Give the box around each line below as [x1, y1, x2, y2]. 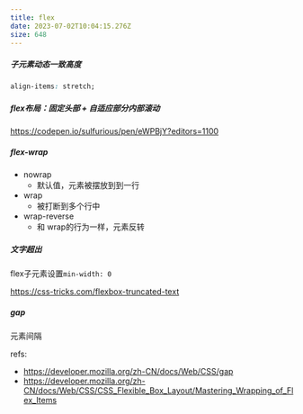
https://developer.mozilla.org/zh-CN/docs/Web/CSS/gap [22, 366, 234, 377]
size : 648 [10, 30, 48, 39]
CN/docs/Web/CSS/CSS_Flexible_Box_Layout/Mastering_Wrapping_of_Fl [22, 385, 294, 396]
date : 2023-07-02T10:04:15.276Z [10, 22, 131, 31]
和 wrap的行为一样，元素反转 [36, 221, 145, 232]
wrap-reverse [22, 211, 75, 221]
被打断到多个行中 [36, 201, 101, 211]
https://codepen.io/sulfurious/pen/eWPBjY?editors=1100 [10, 126, 219, 137]
